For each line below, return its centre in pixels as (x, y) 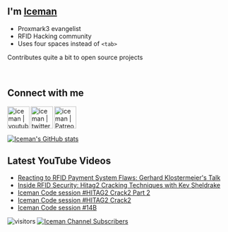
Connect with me (46, 93)
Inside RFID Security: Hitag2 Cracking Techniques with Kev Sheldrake (119, 185)
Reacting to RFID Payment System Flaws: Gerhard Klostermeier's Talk (119, 178)
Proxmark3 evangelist (49, 28)
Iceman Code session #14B (57, 208)
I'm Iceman (32, 12)
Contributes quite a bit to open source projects (75, 57)
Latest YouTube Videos (59, 161)
